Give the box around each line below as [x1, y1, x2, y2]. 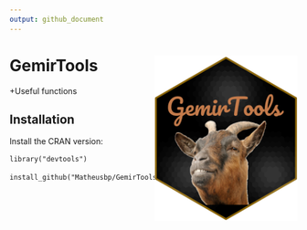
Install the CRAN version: [9, 136, 103, 147]
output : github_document [9, 15, 104, 24]
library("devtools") [9, 155, 89, 164]
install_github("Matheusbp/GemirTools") [9, 173, 166, 183]
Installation [9, 111, 75, 127]
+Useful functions [9, 85, 78, 96]
